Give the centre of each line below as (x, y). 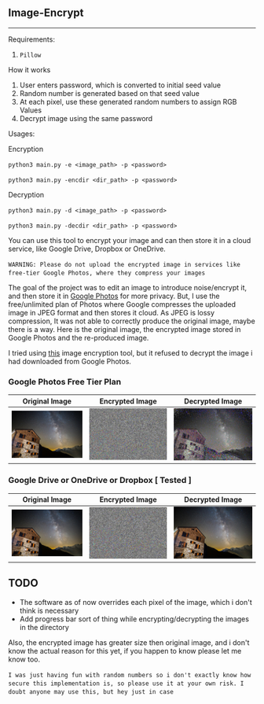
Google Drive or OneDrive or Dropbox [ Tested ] (100, 481)
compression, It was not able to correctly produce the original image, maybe (132, 321)
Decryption (26, 194)
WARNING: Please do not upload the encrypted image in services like (125, 264)
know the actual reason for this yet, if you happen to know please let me (125, 651)
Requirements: (31, 39)
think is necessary (49, 610)
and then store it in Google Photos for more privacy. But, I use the (114, 296)
